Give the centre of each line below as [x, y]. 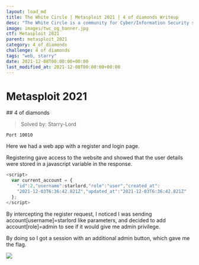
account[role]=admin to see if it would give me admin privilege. [83, 226]
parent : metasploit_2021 [37, 39]
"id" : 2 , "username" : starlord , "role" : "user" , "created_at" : [89, 186]
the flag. [16, 244]
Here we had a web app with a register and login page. [73, 146]
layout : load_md [26, 12]
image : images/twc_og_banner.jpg [47, 28]
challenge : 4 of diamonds [38, 51]
